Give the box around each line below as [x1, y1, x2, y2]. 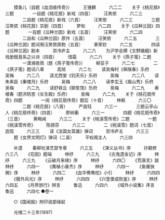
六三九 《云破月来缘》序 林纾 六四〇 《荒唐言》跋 [22, 158, 159, 163]
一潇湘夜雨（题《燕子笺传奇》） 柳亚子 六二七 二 [22, 60, 158, 66]
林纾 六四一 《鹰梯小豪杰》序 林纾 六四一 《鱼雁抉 [5, 164, 155, 169]
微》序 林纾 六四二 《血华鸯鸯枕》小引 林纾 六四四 [5, 170, 160, 175]
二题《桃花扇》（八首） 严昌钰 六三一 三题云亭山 [22, 104, 158, 109]
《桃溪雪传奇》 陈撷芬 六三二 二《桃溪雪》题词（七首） [5, 122, 154, 128]
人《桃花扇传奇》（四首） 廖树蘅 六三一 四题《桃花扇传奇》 [5, 110, 160, 115]
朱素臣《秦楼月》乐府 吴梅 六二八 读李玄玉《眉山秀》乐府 [5, 79, 154, 84]
